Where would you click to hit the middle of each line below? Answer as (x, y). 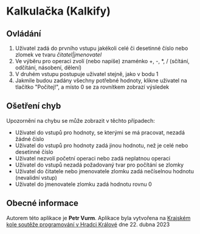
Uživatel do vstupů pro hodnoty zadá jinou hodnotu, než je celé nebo (102, 145)
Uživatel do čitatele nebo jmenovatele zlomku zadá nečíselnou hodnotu (105, 171)
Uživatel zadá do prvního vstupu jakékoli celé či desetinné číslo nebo (102, 48)
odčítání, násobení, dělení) (48, 67)
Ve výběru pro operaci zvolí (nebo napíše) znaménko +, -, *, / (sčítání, (102, 61)
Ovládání (24, 34)
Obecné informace (43, 203)
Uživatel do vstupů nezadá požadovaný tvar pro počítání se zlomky (99, 165)
